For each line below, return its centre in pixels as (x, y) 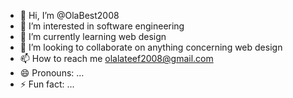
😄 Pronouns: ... (52, 73)
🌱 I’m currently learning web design (93, 36)
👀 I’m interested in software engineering (102, 26)
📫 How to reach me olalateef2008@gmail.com (116, 58)
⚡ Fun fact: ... (47, 84)
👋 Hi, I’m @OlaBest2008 (69, 15)
